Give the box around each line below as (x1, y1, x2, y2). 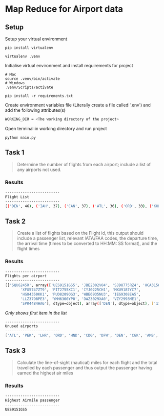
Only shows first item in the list (5, 310, 67, 316)
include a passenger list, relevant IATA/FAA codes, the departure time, (17, 235, 159, 241)
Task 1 (5, 148, 24, 157)
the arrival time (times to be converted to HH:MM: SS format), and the (17, 241, 158, 246)
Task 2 (5, 217, 26, 225)
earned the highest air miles (17, 370, 74, 376)
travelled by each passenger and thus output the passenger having (17, 365, 152, 370)
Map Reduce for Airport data (5, 3, 123, 15)
